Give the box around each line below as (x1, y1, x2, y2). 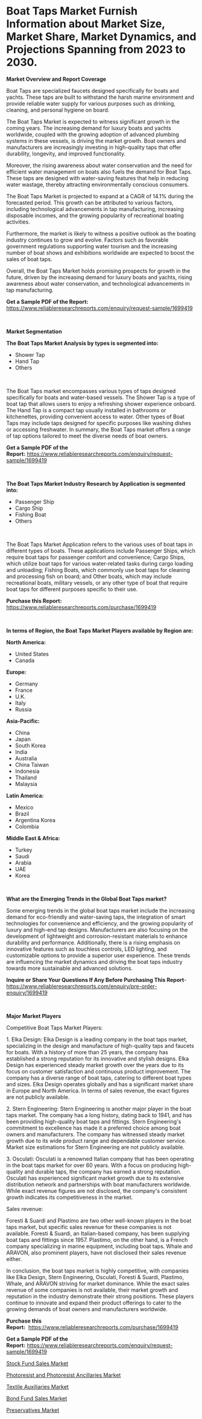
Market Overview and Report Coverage (6, 75, 107, 83)
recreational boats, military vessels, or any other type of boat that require (6, 579, 188, 586)
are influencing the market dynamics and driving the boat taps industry (6, 958, 183, 965)
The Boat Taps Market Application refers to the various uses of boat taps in (6, 541, 193, 548)
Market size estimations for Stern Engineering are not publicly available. (6, 1144, 185, 1151)
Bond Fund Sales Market (6, 1394, 68, 1402)
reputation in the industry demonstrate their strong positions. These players (6, 1292, 194, 1300)
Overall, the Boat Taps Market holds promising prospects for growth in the (6, 267, 191, 274)
